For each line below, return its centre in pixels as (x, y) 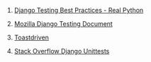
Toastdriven (32, 37)
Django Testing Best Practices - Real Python (79, 10)
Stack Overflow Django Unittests (62, 51)
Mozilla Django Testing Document (63, 24)
